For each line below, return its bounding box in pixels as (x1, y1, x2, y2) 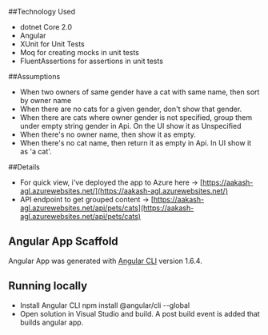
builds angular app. (19, 317, 84, 327)
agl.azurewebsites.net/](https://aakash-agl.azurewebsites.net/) (19, 186, 229, 195)
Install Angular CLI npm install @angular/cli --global (19, 300, 190, 310)
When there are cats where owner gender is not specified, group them (19, 113, 253, 122)
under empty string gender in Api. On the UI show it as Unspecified (19, 122, 242, 130)
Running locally (8, 279, 88, 293)
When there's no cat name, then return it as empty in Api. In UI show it (19, 138, 252, 147)
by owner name (19, 96, 72, 105)
